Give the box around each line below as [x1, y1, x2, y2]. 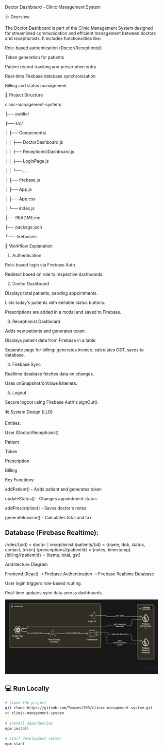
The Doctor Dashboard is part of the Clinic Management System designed [5, 25, 153, 31]
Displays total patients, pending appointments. [5, 290, 98, 296]
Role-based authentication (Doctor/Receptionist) [5, 45, 102, 51]
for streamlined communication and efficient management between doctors [5, 30, 156, 36]
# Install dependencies [5, 721, 53, 726]
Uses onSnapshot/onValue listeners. [5, 380, 78, 386]
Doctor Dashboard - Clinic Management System [5, 4, 101, 10]
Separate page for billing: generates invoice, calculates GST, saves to [5, 347, 144, 353]
